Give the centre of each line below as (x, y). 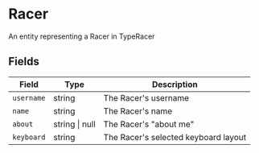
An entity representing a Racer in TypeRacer (82, 36)
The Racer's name (138, 111)
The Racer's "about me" (149, 124)
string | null (75, 124)
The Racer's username (146, 97)
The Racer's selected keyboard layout (175, 137)
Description (175, 84)
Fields (24, 62)
